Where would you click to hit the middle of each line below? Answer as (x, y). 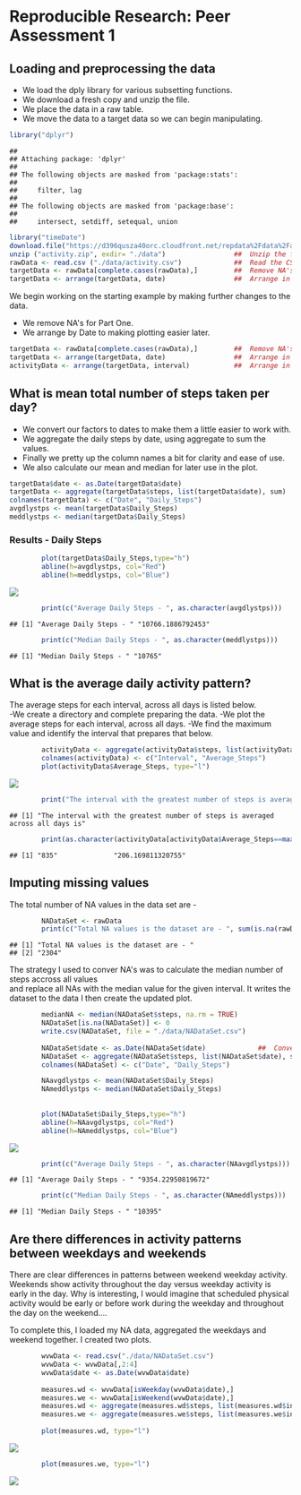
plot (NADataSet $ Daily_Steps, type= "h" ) (114, 1114)
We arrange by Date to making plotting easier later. (116, 332)
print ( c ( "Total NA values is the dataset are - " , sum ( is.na (158, 929)
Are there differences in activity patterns (125, 1239)
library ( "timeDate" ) (48, 237)
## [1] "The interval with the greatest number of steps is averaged (142, 816)
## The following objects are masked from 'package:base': (122, 206)
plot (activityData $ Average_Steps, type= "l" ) (126, 767)
